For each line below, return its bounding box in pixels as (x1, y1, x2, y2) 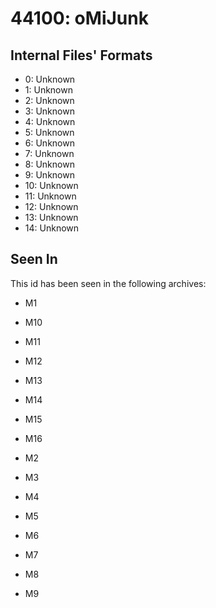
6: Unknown (24, 137, 75, 149)
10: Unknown (24, 180, 79, 191)
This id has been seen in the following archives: (10, 277, 207, 289)
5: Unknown (24, 127, 75, 138)
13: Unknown (24, 212, 79, 223)
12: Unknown (24, 201, 79, 212)
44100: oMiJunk (10, 7, 149, 30)
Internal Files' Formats (10, 47, 153, 64)
